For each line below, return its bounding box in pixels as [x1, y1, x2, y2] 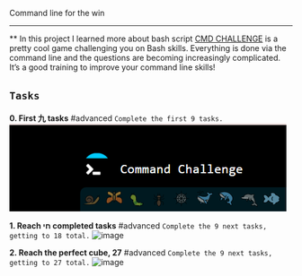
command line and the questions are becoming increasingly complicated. [9, 53, 281, 63]
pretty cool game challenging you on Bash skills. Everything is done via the [9, 43, 288, 53]
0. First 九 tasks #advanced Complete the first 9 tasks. [9, 112, 224, 124]
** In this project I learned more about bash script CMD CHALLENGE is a [9, 33, 279, 44]
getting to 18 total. [9, 231, 91, 240]
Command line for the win [9, 8, 105, 18]
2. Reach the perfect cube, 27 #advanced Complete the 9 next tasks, [9, 246, 272, 258]
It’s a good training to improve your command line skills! [9, 62, 216, 73]
